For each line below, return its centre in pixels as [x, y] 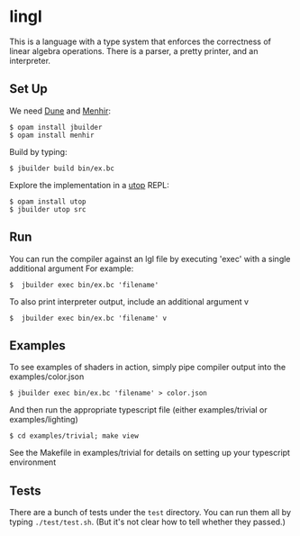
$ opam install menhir [52, 135]
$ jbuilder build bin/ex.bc [62, 168]
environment [33, 462]
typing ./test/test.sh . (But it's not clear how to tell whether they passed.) [148, 522]
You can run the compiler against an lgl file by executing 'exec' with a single [150, 259]
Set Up [28, 89]
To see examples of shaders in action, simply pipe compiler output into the [148, 368]
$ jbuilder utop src [48, 209]
